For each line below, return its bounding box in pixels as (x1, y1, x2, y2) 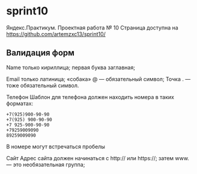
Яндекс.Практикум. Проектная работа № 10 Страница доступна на (6, 24, 178, 31)
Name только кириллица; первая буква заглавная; (6, 64, 135, 71)
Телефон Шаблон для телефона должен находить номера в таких (6, 93, 174, 100)
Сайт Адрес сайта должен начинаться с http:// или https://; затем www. (6, 154, 189, 161)
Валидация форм (6, 48, 75, 58)
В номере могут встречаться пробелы (6, 143, 105, 150)
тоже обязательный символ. (6, 82, 79, 89)
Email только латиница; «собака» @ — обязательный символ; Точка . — (6, 75, 191, 82)
